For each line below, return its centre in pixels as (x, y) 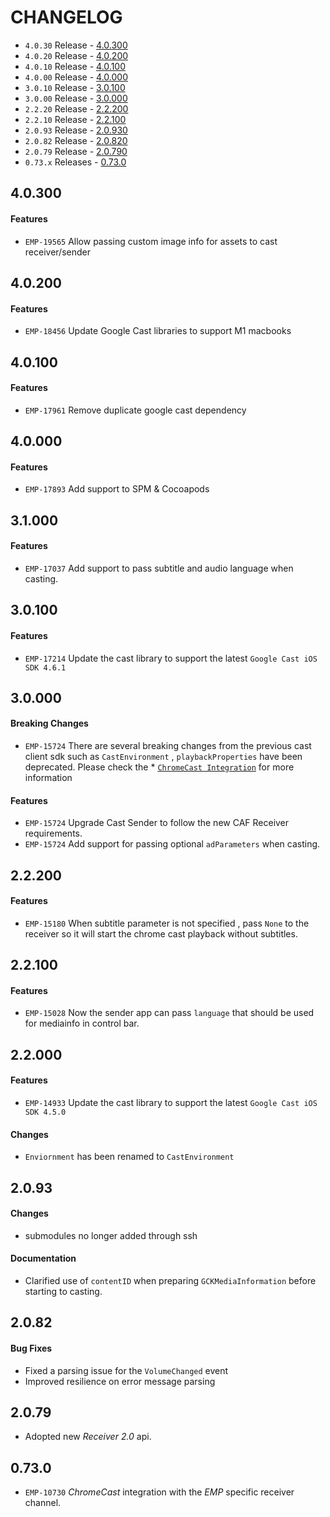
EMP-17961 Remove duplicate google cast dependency (135, 410)
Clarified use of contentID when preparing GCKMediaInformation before (170, 1281)
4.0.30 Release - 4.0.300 (76, 45)
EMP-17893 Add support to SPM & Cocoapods (117, 489)
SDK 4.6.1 (45, 667)
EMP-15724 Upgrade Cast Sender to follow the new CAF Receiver (157, 823)
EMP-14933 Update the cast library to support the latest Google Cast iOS (171, 1103)
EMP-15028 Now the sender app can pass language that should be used (169, 1013)
